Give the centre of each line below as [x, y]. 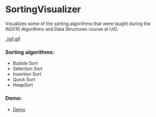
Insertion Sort [27, 74]
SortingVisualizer [43, 9]
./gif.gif [13, 39]
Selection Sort [28, 69]
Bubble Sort [25, 63]
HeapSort [23, 85]
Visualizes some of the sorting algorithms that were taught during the [78, 24]
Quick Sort [24, 80]
